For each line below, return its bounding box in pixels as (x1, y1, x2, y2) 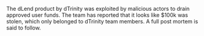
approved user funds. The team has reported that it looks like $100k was (6, 11, 188, 19)
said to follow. (6, 24, 41, 31)
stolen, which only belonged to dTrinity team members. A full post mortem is (6, 18, 199, 25)
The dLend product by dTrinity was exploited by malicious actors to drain (6, 5, 190, 12)
